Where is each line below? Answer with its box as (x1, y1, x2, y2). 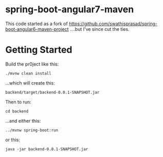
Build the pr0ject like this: (5, 61, 59, 67)
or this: (5, 136, 21, 143)
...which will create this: (5, 80, 55, 86)
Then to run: (5, 99, 32, 105)
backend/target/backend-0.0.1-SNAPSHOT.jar (5, 90, 100, 95)
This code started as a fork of (5, 21, 68, 27)
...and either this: (5, 117, 41, 124)
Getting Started (5, 44, 73, 56)
